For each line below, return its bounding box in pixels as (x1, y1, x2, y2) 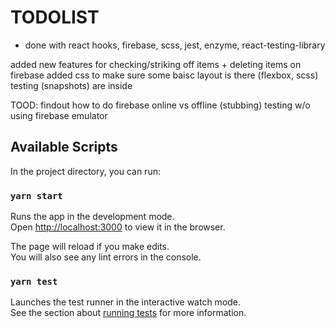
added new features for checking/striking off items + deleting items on (10, 58, 302, 70)
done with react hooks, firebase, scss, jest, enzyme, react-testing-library (24, 39, 326, 51)
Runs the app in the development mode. (10, 211, 175, 223)
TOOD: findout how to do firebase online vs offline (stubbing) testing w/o (10, 99, 311, 111)
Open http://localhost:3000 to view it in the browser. (10, 221, 226, 233)
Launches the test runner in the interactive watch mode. (10, 296, 242, 308)
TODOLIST (10, 6, 100, 29)
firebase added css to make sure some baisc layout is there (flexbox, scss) (10, 69, 319, 81)
